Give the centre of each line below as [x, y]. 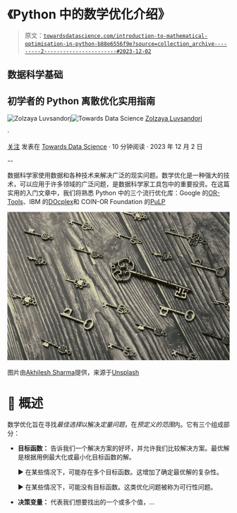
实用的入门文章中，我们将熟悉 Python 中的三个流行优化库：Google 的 [108, 193]
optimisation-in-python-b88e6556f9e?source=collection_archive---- [126, 44]
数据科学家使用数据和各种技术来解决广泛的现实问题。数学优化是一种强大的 [115, 175]
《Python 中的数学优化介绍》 [89, 14]
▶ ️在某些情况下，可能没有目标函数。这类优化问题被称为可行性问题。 [117, 487]
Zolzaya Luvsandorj [174, 119]
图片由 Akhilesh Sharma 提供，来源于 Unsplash [73, 372]
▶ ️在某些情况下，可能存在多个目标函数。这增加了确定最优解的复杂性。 [120, 472]
